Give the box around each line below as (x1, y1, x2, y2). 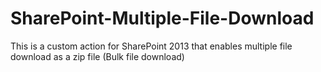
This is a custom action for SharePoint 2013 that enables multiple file (10, 40, 293, 52)
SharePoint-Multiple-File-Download (10, 7, 315, 30)
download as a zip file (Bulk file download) (10, 50, 185, 62)
